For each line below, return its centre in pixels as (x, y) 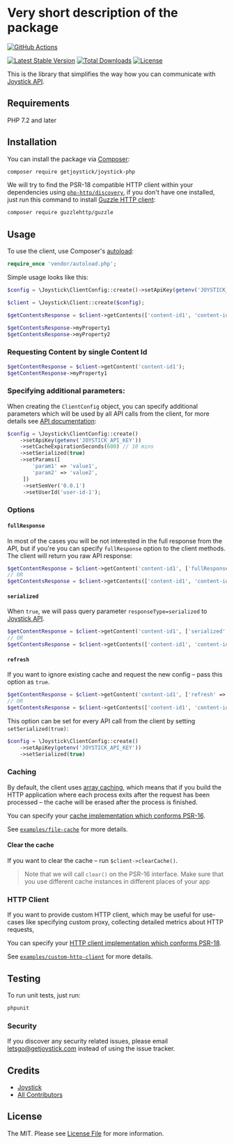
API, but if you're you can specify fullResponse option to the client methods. (117, 548)
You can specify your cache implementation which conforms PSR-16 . (106, 815)
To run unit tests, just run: (44, 995)
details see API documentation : (52, 421)
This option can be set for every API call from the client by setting (101, 721)
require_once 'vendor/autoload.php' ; (62, 264)
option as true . (29, 682)
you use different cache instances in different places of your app (117, 881)
